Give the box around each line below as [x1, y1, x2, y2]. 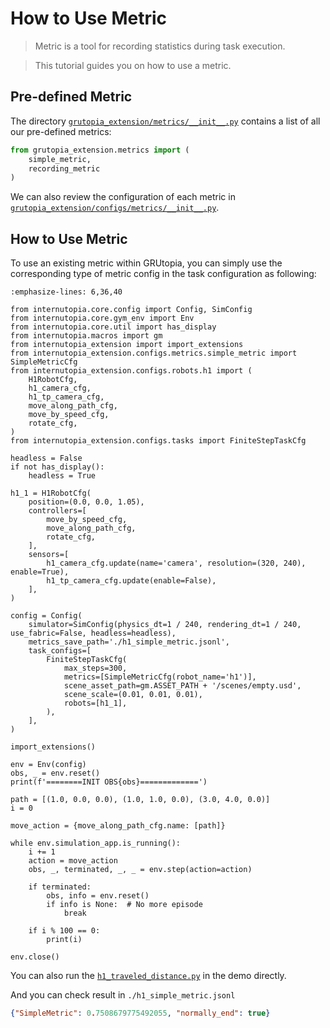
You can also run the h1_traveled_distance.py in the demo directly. [10, 970, 287, 982]
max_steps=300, [63, 663, 128, 674]
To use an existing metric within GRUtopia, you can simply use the [10, 257, 283, 269]
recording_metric [28, 163, 101, 174]
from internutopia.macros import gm [10, 331, 163, 341]
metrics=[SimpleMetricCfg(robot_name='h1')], [63, 672, 257, 682]
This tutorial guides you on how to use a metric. [34, 59, 232, 71]
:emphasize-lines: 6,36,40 [10, 287, 123, 297]
